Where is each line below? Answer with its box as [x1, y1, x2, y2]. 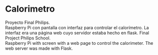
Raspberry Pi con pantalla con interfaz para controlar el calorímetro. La [5, 24, 149, 30]
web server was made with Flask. [5, 45, 73, 51]
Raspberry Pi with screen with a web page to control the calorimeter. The [5, 40, 154, 46]
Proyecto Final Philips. [5, 19, 50, 25]
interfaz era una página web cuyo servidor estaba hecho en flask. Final [5, 30, 149, 36]
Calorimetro [5, 3, 55, 15]
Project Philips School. [5, 35, 51, 41]
